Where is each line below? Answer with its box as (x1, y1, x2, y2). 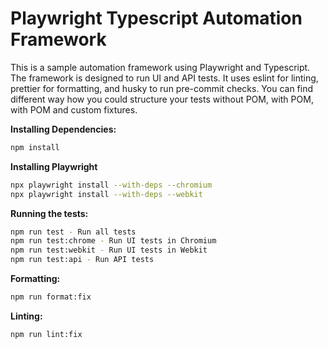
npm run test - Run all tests (10, 227, 137, 237)
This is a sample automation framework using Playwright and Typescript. (10, 61, 311, 73)
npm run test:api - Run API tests (10, 255, 155, 265)
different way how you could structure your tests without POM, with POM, (10, 93, 314, 105)
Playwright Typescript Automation (10, 7, 303, 30)
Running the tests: (10, 207, 89, 219)
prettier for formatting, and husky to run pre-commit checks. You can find (10, 82, 314, 94)
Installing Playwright (10, 160, 98, 172)
